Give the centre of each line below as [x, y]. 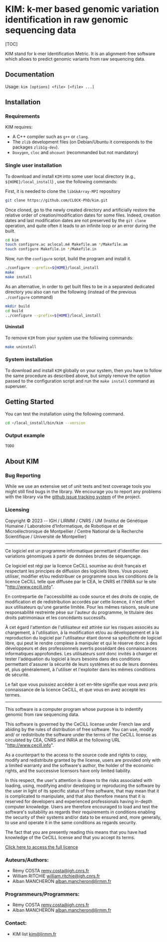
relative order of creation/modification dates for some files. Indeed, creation [83, 215]
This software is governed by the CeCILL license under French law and [78, 724]
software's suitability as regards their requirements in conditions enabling [80, 812]
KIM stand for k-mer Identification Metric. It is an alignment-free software [80, 54]
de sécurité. [17, 675]
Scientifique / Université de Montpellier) [46, 536]
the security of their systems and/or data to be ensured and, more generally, [83, 817]
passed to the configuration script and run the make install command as [80, 381]
